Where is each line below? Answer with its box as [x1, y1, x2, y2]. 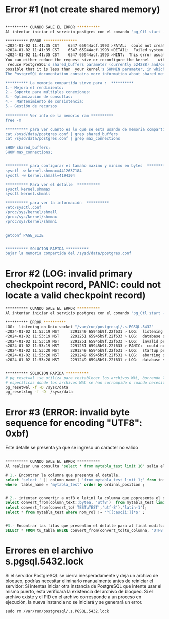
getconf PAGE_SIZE [5, 233, 44, 238]
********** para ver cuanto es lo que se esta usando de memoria [5, 127, 145, 132]
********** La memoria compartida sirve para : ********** [5, 80, 134, 85]
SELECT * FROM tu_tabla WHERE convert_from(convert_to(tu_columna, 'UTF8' [5, 528, 165, 533]
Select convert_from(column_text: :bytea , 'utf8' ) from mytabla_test [5, 500, 154, 505]
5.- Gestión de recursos [5, 104, 57, 109]
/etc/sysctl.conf [5, 205, 42, 210]
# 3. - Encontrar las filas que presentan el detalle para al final [5, 523, 147, 528]
